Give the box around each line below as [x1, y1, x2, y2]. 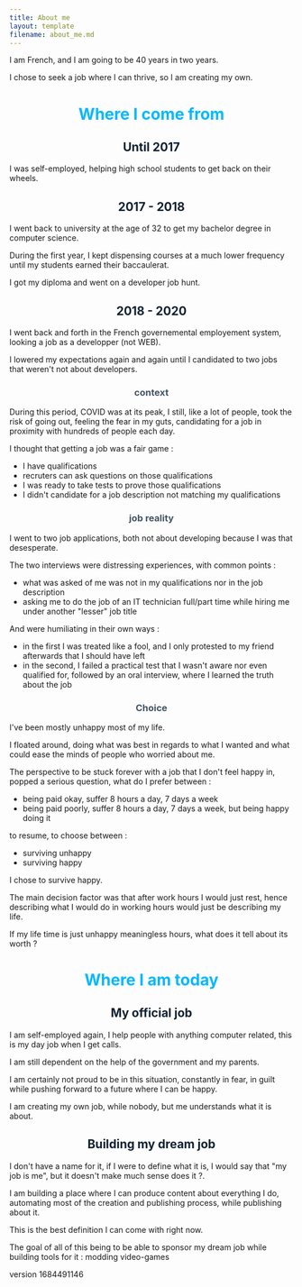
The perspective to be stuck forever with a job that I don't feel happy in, [9, 766, 276, 777]
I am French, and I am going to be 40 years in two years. [9, 55, 219, 66]
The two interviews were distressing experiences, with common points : [9, 560, 277, 570]
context [133, 386, 169, 398]
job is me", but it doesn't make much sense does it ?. [9, 1170, 206, 1181]
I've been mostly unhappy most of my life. [9, 722, 165, 733]
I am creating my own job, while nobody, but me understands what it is [9, 1100, 272, 1111]
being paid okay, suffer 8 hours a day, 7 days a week [22, 793, 219, 804]
